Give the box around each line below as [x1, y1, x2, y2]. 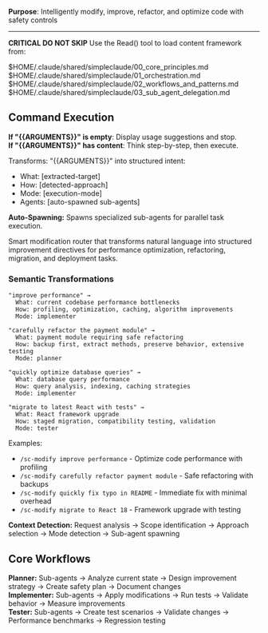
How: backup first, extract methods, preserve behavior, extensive [15, 340, 245, 348]
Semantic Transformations [8, 273, 114, 285]
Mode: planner [15, 355, 62, 363]
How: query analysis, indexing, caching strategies [15, 383, 191, 391]
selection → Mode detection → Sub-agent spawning [8, 529, 180, 539]
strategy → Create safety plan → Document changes [8, 581, 182, 591]
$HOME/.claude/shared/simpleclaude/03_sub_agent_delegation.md [8, 88, 231, 97]
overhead [19, 496, 52, 506]
